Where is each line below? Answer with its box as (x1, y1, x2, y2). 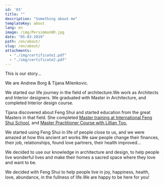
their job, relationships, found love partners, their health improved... (5, 140, 141, 146)
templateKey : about (5, 21, 45, 26)
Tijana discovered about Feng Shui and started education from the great (5, 110, 151, 116)
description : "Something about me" (5, 16, 78, 21)
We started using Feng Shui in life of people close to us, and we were (5, 129, 145, 135)
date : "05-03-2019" (5, 35, 45, 40)
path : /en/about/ (5, 39, 41, 44)
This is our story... (5, 70, 42, 76)
